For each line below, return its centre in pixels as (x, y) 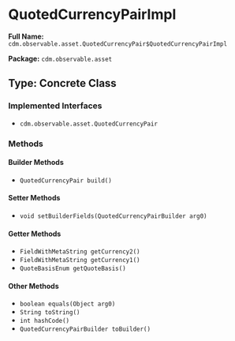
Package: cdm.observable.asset (60, 58)
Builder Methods (36, 163)
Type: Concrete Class (62, 83)
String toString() (50, 313)
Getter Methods (35, 234)
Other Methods (34, 286)
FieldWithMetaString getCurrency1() (80, 260)
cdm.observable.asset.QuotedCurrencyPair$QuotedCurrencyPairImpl (117, 44)
